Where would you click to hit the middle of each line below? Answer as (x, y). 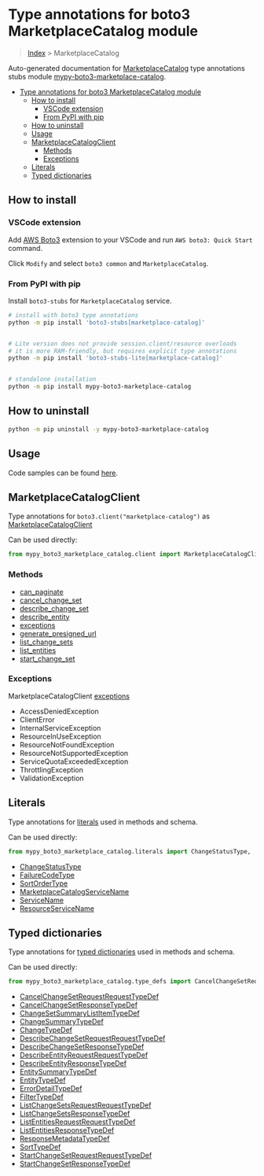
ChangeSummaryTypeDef (61, 1022)
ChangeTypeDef (46, 1030)
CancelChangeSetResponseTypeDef (79, 1005)
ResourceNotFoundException (67, 744)
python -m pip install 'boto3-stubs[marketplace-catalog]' (107, 323)
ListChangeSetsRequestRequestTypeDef (85, 1105)
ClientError (37, 719)
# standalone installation (52, 379)
